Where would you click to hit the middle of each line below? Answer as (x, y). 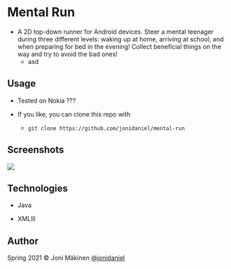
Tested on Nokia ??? (47, 100)
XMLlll (27, 219)
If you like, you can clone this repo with (74, 114)
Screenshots (36, 150)
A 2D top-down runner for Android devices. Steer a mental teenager (115, 32)
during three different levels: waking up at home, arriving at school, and (120, 39)
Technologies (38, 188)
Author (23, 241)
